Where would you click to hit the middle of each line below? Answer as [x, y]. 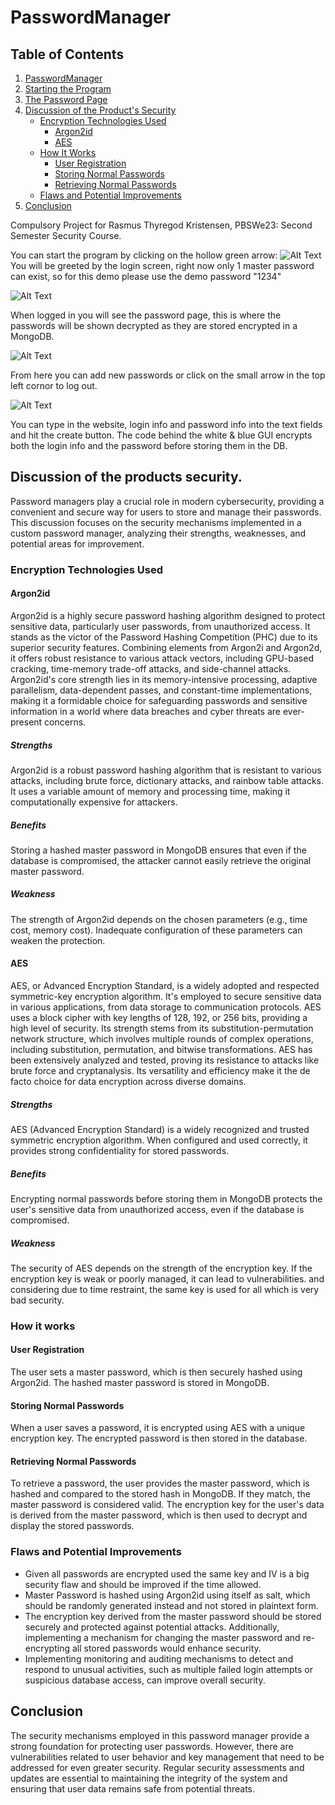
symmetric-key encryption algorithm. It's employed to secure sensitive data [166, 997]
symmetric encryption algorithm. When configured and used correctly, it [159, 1140]
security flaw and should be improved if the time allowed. [143, 1584]
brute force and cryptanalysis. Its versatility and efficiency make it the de [160, 1071]
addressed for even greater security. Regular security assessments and [157, 1767]
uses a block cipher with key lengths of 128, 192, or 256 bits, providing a [159, 1018]
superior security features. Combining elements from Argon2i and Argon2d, [166, 647]
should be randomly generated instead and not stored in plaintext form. [171, 1605]
